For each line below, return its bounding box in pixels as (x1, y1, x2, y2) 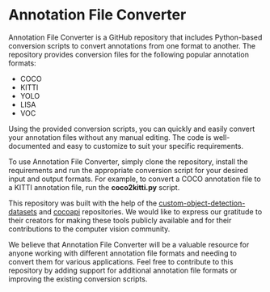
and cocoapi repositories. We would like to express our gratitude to (39, 206, 263, 216)
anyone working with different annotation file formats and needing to (8, 248, 237, 258)
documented (8, 141, 51, 150)
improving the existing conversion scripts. (8, 273, 148, 284)
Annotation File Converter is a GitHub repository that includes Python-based (8, 32, 263, 42)
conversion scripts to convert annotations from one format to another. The (8, 40, 256, 50)
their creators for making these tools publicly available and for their (8, 215, 232, 225)
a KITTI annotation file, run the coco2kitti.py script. (8, 182, 180, 192)
